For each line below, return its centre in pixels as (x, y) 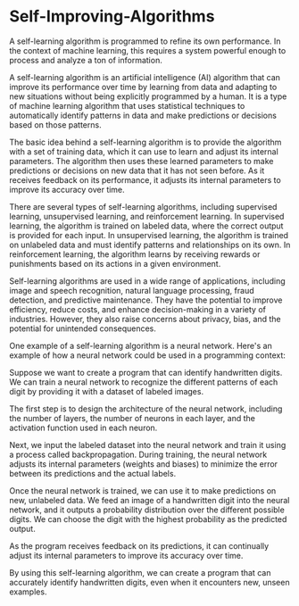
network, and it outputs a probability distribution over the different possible (147, 510)
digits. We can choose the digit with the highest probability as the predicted (148, 519)
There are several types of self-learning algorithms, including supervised (143, 206)
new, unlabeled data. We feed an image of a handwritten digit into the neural (149, 500)
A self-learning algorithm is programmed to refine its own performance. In (145, 41)
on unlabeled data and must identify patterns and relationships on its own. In (150, 245)
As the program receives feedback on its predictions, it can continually (139, 545)
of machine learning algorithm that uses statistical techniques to (127, 105)
